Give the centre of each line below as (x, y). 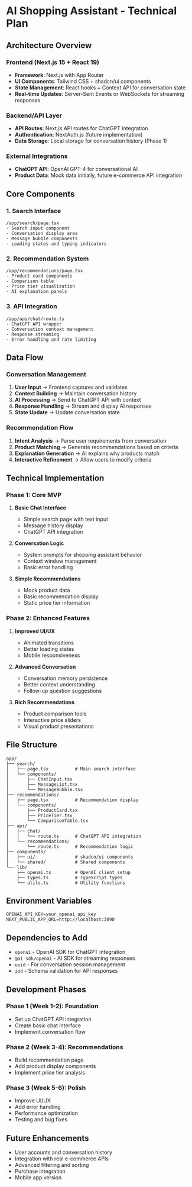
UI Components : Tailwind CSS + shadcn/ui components (83, 81)
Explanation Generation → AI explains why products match (87, 453)
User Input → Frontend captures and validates (71, 387)
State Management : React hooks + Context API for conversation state (100, 88)
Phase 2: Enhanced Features (48, 618)
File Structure (32, 745)
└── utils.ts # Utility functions (71, 883)
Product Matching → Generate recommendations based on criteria (96, 447)
